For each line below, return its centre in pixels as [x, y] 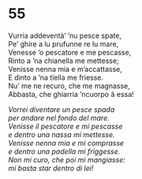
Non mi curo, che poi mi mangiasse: [67, 159]
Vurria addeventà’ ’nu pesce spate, [65, 35]
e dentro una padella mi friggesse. [64, 151]
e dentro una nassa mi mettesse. [62, 134]
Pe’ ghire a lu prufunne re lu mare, [64, 43]
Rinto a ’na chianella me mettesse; [64, 61]
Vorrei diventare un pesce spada [62, 109]
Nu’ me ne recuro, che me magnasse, [69, 86]
